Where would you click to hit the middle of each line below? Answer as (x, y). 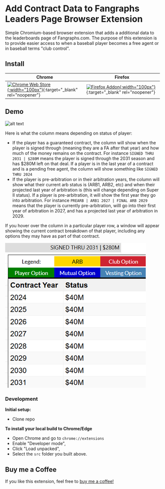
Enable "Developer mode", (39, 444)
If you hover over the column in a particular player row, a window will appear (82, 225)
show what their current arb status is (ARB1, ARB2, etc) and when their (84, 184)
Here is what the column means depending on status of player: (69, 133)
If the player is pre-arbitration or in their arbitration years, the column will (86, 179)
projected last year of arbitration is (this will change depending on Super (85, 190)
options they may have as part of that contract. (53, 236)
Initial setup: (18, 410)
